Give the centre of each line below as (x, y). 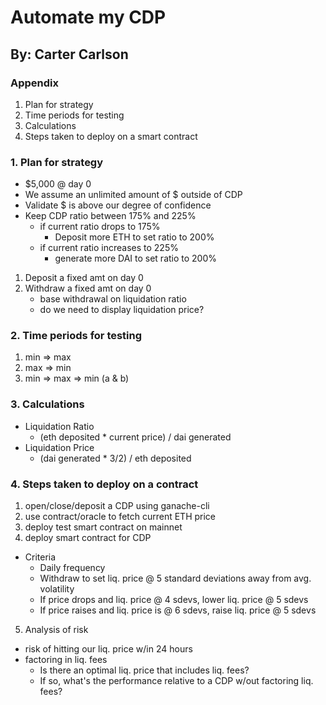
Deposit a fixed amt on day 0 (84, 278)
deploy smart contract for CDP (88, 538)
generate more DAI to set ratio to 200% (136, 258)
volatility (57, 589)
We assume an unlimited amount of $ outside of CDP (133, 195)
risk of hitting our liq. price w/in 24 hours (108, 649)
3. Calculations (47, 404)
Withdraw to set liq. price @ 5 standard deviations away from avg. (175, 578)
